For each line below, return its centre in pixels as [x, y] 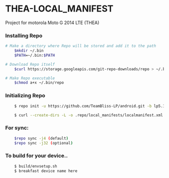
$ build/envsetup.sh [36, 166]
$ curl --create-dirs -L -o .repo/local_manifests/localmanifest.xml [89, 115]
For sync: [17, 128]
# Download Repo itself [30, 64]
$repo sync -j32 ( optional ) [44, 143]
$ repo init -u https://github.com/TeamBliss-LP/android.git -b [83, 106]
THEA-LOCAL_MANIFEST [59, 9]
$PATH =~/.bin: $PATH [35, 55]
